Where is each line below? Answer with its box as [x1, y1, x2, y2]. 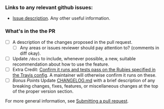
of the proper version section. [12, 88, 74, 94]
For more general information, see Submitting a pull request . [5, 98, 129, 104]
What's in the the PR [5, 28, 56, 35]
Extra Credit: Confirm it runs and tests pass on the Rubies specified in [12, 66, 156, 72]
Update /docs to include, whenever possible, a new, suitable [12, 55, 136, 61]
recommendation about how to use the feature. [12, 61, 110, 67]
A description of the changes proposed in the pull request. [12, 39, 133, 45]
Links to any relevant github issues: [5, 4, 93, 11]
